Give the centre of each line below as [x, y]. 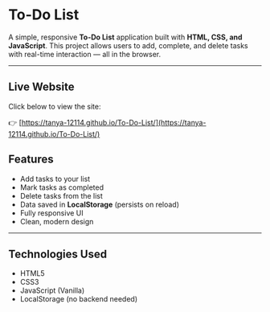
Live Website [41, 87]
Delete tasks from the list [61, 195]
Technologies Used [57, 254]
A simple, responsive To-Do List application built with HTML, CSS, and [125, 37]
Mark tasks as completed [62, 187]
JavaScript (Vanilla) [52, 290]
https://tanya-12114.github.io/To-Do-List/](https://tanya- [114, 122]
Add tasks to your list [55, 179]
